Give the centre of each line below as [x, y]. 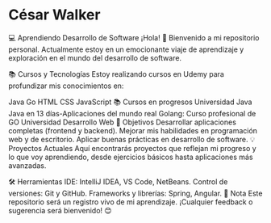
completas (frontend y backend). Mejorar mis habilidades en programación [133, 130]
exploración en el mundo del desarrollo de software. [95, 57]
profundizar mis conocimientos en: [66, 86]
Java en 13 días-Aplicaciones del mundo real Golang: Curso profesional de [132, 113]
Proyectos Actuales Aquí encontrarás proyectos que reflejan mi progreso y [132, 148]
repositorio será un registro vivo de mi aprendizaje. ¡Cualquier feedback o [131, 202]
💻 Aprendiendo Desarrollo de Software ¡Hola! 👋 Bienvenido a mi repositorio [134, 37]
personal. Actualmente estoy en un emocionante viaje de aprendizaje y [126, 49]
